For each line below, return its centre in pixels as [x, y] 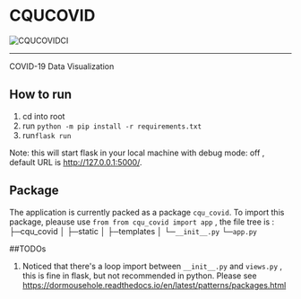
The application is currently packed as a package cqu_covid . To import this [147, 212]
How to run [41, 95]
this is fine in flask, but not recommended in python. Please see [139, 276]
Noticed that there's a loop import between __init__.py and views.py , [152, 266]
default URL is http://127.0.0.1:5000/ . [76, 162]
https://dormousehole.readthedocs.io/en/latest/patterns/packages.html [154, 285]
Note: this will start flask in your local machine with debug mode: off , [137, 153]
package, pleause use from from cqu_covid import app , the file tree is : [142, 222]
